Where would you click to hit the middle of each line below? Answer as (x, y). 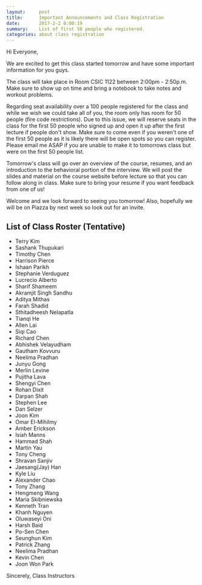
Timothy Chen (33, 254)
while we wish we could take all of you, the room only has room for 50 (94, 113)
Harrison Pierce (35, 260)
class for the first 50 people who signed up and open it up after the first (96, 126)
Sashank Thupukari (39, 247)
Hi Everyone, (22, 52)
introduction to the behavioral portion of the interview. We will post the (94, 170)
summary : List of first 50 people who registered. (76, 29)
